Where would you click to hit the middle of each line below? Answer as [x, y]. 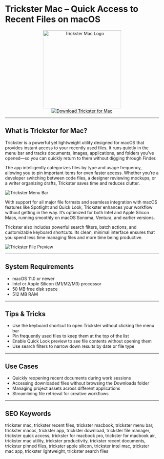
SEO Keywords [28, 413]
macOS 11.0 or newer [33, 279]
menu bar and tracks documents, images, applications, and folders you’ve [80, 153]
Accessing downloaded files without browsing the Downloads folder [81, 383]
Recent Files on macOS [53, 19]
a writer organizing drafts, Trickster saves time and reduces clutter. [72, 183]
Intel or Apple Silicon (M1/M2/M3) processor [57, 283]
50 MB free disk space [35, 289]
